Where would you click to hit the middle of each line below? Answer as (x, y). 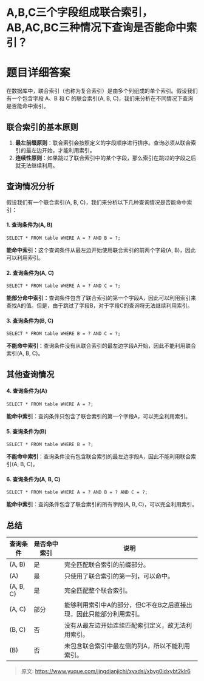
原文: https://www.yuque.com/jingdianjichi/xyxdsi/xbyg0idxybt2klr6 (106, 671)
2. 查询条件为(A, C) (30, 273)
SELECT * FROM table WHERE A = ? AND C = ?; (63, 286)
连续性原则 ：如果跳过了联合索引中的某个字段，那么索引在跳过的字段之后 (105, 158)
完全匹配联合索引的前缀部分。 (107, 565)
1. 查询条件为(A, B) (29, 225)
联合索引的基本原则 (42, 127)
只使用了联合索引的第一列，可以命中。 (119, 576)
